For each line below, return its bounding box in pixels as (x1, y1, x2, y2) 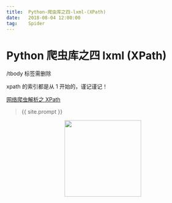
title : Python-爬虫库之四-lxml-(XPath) (6, 9, 106, 15)
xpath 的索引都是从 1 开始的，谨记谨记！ (6, 83, 108, 90)
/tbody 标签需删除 (6, 70, 52, 77)
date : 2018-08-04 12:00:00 (6, 15, 81, 21)
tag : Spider (6, 20, 45, 26)
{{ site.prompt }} (21, 108, 63, 116)
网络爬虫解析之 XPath (6, 96, 61, 103)
